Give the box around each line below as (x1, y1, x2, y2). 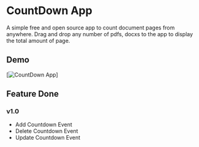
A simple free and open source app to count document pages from (6, 24, 175, 31)
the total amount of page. (6, 37, 70, 44)
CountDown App (6, 4, 93, 18)
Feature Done (6, 89, 59, 99)
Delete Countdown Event (15, 127, 78, 135)
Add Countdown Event (15, 121, 72, 129)
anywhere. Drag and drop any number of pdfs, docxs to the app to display (6, 30, 193, 37)
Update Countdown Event (15, 134, 81, 141)
